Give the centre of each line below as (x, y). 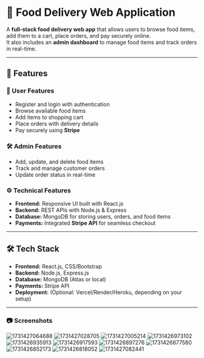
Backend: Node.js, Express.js (52, 273)
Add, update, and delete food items (59, 161)
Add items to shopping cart (49, 117)
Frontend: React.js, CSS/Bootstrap (58, 267)
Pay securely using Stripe (47, 130)
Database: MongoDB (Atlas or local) (60, 279)
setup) (23, 299)
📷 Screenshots (29, 320)
